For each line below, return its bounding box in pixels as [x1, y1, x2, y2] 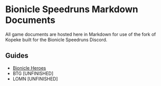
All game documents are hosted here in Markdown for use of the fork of [5, 31, 156, 37]
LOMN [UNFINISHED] [12, 75, 58, 82]
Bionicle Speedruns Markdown [5, 4, 139, 15]
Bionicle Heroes [12, 65, 46, 71]
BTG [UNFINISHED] [12, 70, 53, 76]
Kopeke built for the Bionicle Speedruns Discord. [5, 37, 108, 43]
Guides [5, 51, 29, 60]
